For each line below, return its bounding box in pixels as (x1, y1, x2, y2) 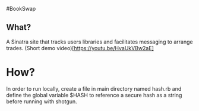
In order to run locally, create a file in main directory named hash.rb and (6, 85, 182, 92)
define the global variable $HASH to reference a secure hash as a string (6, 91, 182, 98)
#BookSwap (6, 5, 36, 12)
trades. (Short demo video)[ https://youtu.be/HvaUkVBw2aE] (6, 44, 154, 51)
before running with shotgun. (6, 98, 77, 105)
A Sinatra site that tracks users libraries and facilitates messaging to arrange (6, 38, 193, 45)
